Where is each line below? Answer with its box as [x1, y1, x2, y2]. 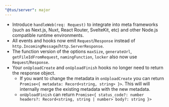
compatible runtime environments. [12, 32, 84, 38]
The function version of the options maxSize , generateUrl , [12, 48, 132, 54]
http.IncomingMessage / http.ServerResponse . [12, 43, 105, 49]
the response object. [12, 69, 56, 76]
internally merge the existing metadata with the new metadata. [19, 86, 151, 92]
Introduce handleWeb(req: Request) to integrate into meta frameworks [12, 21, 158, 27]
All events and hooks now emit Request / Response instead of [12, 38, 136, 44]
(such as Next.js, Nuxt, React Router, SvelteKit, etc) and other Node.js [12, 26, 158, 33]
